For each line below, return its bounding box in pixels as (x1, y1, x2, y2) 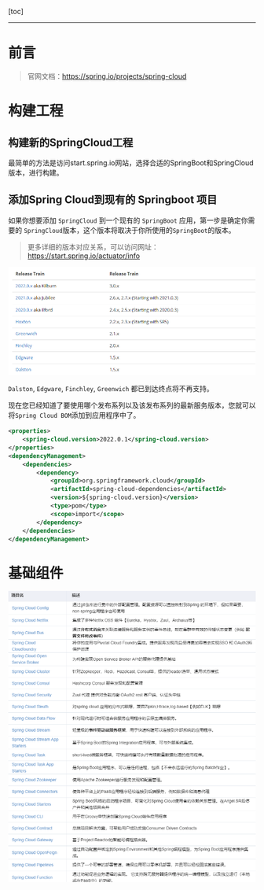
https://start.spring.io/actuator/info (27, 251, 140, 260)
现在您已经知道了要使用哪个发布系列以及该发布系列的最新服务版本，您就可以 (8, 401, 256, 410)
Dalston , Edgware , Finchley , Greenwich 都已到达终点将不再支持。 (8, 384, 214, 393)
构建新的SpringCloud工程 (8, 135, 134, 149)
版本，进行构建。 (8, 168, 64, 177)
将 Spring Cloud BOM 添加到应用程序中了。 (8, 411, 141, 420)
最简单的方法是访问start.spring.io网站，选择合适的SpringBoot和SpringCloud (8, 157, 254, 168)
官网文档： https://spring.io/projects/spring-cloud (27, 71, 187, 81)
